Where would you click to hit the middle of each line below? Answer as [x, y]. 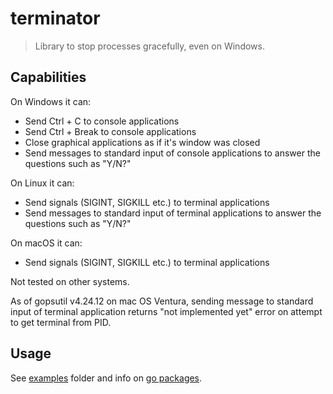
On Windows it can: [51, 101]
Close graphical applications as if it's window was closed [142, 142]
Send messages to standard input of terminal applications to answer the [173, 213]
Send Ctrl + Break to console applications [110, 131]
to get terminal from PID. [61, 322]
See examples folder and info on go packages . [106, 378]
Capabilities [48, 77]
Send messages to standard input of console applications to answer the [172, 153]
